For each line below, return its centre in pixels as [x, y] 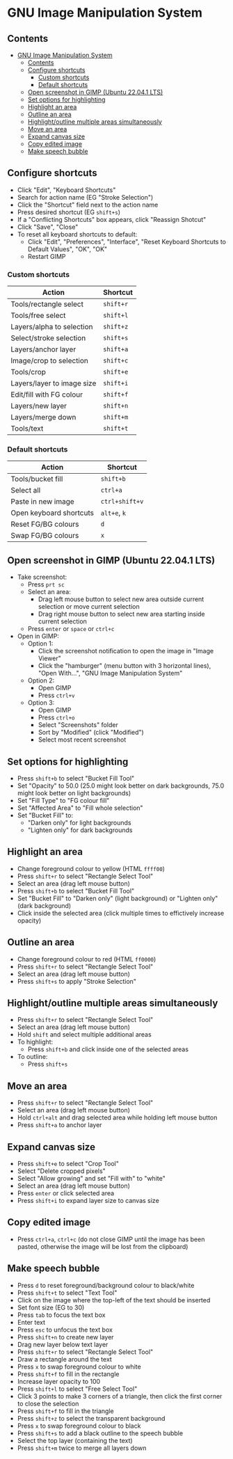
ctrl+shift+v [122, 502]
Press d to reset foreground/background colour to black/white [106, 1285]
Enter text [31, 1322]
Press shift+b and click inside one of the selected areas [108, 1049]
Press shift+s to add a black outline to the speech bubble [100, 1433]
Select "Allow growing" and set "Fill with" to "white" [91, 1179]
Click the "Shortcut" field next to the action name [88, 205]
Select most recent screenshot [82, 740]
